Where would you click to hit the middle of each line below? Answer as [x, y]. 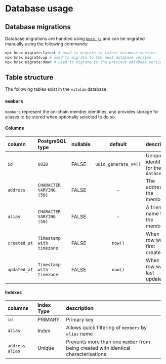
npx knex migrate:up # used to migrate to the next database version [78, 57]
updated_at [20, 270]
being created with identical [98, 348]
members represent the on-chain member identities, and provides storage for [82, 111]
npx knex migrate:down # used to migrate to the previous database [76, 62]
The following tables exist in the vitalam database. [56, 89]
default [118, 144]
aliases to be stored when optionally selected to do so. [61, 117]
